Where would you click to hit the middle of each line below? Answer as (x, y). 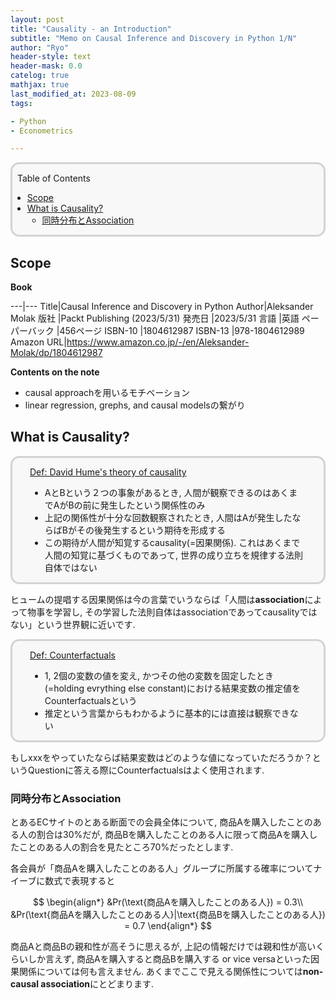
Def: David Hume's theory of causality (108, 472)
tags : (21, 103)
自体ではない (71, 567)
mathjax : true (40, 85)
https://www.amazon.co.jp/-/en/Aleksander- (158, 342)
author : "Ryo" (40, 47)
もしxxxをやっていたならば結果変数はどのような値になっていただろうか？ (161, 757)
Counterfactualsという (91, 700)
